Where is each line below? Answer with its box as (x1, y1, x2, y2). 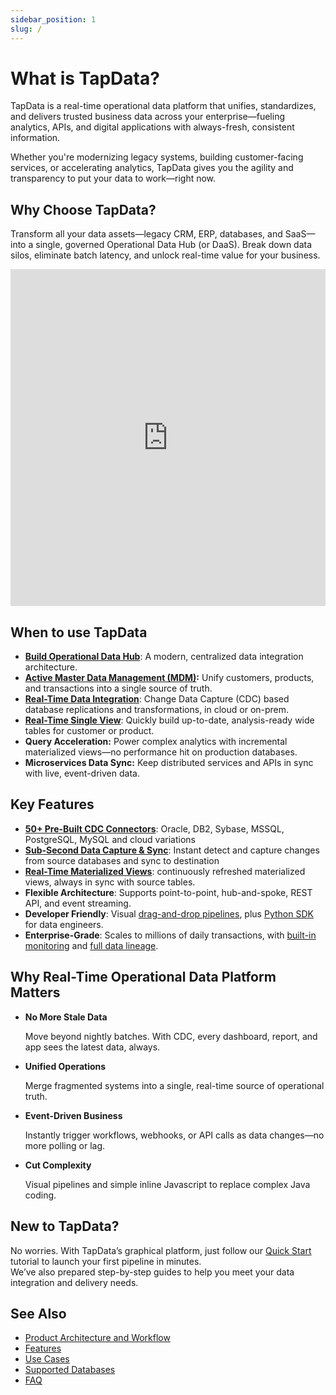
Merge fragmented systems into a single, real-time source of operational (24, 1079, 325, 1091)
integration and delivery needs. (10, 1276, 139, 1288)
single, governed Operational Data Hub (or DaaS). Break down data (35, 239, 313, 251)
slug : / (10, 24, 43, 34)
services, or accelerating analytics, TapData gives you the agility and (10, 162, 294, 174)
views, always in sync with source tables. (24, 876, 196, 888)
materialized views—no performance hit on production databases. (24, 746, 298, 758)
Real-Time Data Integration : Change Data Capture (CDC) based (24, 693, 290, 705)
